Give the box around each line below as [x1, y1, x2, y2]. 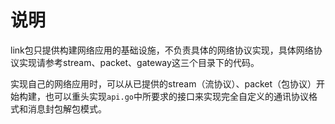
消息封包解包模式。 [27, 102, 107, 115]
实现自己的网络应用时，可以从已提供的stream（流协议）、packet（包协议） [10, 77, 317, 90]
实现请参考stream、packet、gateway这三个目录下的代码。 [18, 56, 260, 68]
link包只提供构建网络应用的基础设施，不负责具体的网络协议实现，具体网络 [10, 44, 314, 56]
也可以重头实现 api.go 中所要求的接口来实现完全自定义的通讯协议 [44, 90, 309, 102]
